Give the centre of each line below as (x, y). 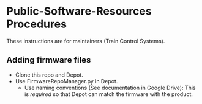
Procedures (37, 24)
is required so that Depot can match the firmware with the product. (108, 94)
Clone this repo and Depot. (49, 75)
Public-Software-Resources (79, 11)
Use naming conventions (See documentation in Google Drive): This (110, 88)
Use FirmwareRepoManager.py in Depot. (66, 81)
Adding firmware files (49, 60)
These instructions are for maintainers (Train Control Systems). (86, 41)
